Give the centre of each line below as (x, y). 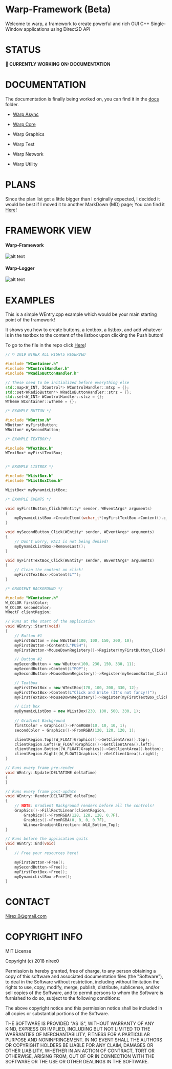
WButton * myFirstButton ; (32, 425)
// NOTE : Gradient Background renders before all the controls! (84, 806)
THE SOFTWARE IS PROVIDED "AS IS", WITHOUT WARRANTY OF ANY (80, 1023)
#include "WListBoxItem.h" (34, 481)
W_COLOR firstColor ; (27, 603)
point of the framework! (30, 320)
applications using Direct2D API (57, 29)
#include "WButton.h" (28, 420)
